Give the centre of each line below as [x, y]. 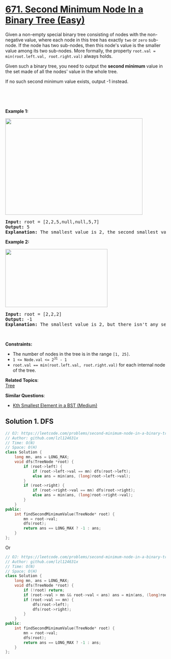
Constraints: [19, 344]
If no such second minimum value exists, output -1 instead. [67, 81]
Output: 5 [17, 227]
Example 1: [17, 111]
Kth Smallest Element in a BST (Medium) [55, 405]
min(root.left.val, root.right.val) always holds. [59, 56]
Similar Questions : [25, 395]
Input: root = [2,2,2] [34, 314]
